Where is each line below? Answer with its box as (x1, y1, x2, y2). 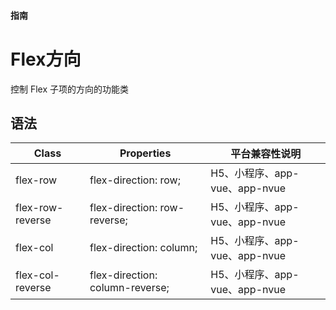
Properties (119, 146, 172, 160)
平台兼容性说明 (230, 147, 302, 161)
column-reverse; (89, 281, 170, 295)
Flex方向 (10, 48, 82, 70)
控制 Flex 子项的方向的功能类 (10, 83, 130, 95)
